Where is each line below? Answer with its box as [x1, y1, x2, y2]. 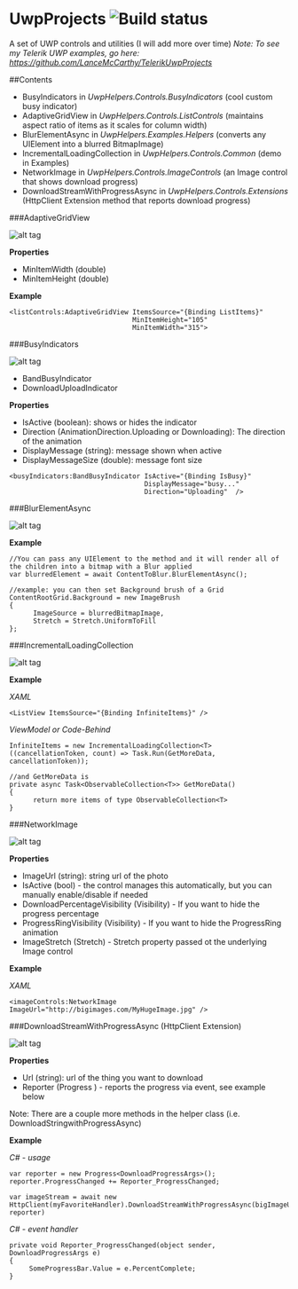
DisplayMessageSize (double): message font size [21, 454, 202, 465]
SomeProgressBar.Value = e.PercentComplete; [28, 1264, 197, 1273]
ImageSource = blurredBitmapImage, [32, 609, 165, 617]
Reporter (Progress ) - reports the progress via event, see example [21, 1081, 266, 1092]
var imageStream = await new [9, 1192, 117, 1201]
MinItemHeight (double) [21, 273, 109, 284]
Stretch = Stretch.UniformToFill [32, 617, 157, 625]
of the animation [21, 436, 82, 446]
